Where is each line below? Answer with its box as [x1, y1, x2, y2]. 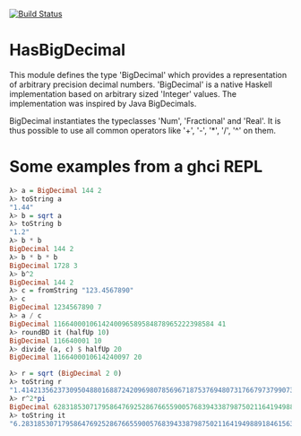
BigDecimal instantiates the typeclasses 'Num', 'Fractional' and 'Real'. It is [9, 115, 281, 126]
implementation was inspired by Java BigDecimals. [9, 98, 197, 109]
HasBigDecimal [9, 40, 126, 60]
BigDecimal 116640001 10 [9, 336, 102, 345]
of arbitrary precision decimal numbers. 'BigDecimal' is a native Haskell [9, 79, 273, 90]
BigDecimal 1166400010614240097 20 [9, 353, 142, 362]
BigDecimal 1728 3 [9, 261, 78, 270]
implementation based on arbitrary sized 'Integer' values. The [9, 88, 237, 99]
